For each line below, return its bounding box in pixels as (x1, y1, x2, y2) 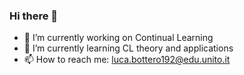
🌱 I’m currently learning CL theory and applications (23, 42, 234, 54)
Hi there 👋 (9, 9, 59, 23)
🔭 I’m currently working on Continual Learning (23, 32, 214, 44)
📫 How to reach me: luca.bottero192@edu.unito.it (23, 54, 231, 66)
